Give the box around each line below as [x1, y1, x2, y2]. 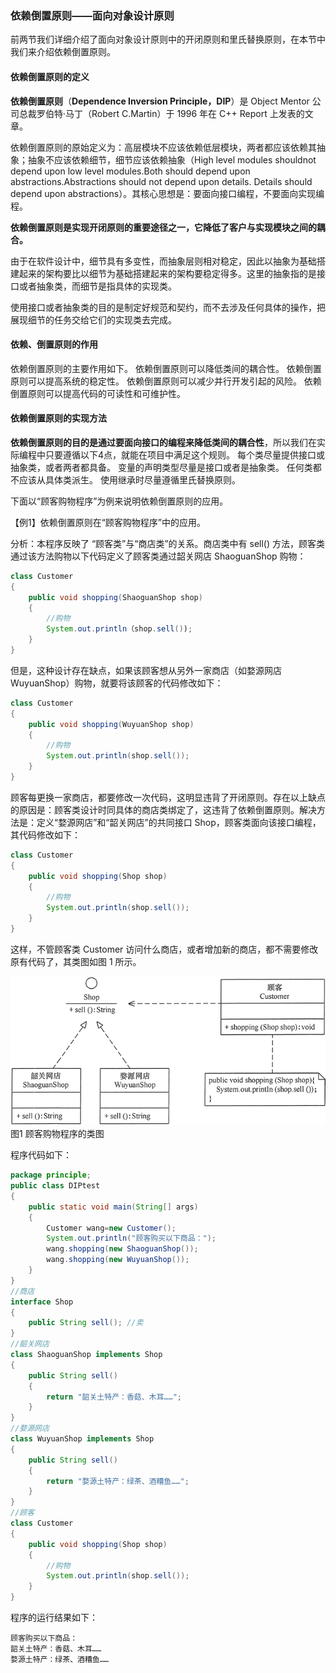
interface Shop [10, 1297, 74, 1307]
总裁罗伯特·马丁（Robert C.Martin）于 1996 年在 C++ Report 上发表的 [18, 107, 305, 119]
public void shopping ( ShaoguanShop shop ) [28, 592, 203, 602]
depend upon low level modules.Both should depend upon [10, 165, 251, 177]
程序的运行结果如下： [10, 1612, 98, 1624]
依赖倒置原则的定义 [10, 70, 90, 82]
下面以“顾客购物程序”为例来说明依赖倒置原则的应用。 [10, 495, 229, 507]
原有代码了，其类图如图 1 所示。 [10, 955, 142, 967]
